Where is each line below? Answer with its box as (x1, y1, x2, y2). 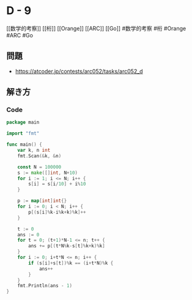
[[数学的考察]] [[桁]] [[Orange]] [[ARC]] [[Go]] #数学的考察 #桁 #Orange (6, 24, 186, 32)
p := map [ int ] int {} (17, 198, 67, 204)
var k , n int (17, 148, 51, 154)
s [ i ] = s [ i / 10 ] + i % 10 (28, 181, 86, 187)
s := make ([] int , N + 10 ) (17, 170, 78, 176)
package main (6, 119, 40, 126)
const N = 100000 (17, 163, 62, 170)
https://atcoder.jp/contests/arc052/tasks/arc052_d (15, 67, 143, 75)
